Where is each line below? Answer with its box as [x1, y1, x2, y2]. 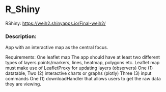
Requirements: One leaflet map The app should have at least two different [5, 54, 160, 60]
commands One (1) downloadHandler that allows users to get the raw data [5, 76, 161, 82]
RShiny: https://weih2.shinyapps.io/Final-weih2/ [5, 20, 106, 26]
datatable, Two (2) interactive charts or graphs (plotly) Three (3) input [5, 70, 152, 76]
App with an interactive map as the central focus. [5, 44, 108, 51]
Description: [5, 33, 37, 40]
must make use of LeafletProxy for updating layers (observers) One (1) [5, 65, 153, 71]
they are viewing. [5, 81, 42, 87]
